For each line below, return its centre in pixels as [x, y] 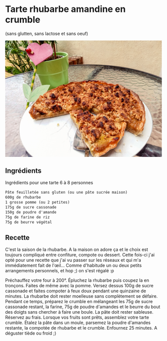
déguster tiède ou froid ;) [31, 333]
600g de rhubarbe [23, 198]
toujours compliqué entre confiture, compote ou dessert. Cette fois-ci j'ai [80, 255]
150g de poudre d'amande [31, 213]
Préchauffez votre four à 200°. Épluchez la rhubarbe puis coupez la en [77, 280]
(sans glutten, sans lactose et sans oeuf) [47, 33]
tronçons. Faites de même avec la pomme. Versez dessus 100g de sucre [79, 286]
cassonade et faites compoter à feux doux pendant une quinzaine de [76, 291]
